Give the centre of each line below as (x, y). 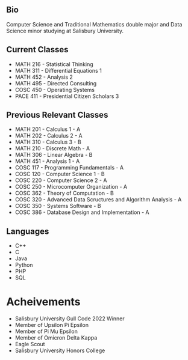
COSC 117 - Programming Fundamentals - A (69, 168)
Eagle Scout (30, 344)
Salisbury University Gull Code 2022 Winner (70, 319)
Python (24, 265)
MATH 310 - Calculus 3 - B (48, 142)
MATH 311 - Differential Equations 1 (58, 70)
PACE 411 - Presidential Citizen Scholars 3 (67, 96)
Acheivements (43, 302)
